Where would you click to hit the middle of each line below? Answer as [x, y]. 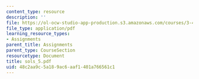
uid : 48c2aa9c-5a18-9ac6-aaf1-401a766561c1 [61, 67]
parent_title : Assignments [39, 45]
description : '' [26, 17]
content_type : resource [36, 12]
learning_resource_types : [38, 34]
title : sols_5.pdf [29, 61]
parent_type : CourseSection [41, 50]
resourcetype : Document [36, 56]
